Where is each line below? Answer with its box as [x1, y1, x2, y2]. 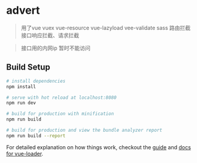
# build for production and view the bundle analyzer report [6, 127, 163, 133]
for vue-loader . [6, 150, 44, 157]
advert [6, 4, 40, 17]
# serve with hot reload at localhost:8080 [6, 94, 117, 101]
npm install [6, 83, 36, 90]
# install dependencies [6, 78, 66, 84]
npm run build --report [6, 132, 66, 138]
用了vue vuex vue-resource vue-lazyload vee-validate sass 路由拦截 [20, 24, 191, 31]
